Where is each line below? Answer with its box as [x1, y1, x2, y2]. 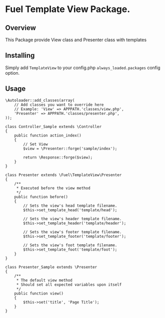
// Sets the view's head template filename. [23, 203, 117, 208]
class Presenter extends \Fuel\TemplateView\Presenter [5, 172, 122, 178]
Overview [5, 24, 36, 32]
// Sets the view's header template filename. [23, 216, 122, 221]
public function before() [14, 194, 68, 199]
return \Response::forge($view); [23, 154, 93, 160]
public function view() [14, 291, 64, 296]
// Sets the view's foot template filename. [23, 242, 117, 248]
